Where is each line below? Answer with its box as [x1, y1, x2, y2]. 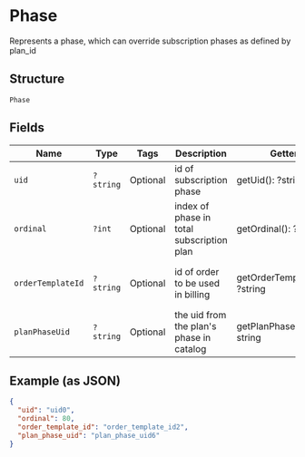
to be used [173, 277, 221, 289]
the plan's [173, 319, 217, 332]
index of [173, 199, 210, 212]
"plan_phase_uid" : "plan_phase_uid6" [17, 431, 161, 440]
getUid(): [236, 173, 275, 186]
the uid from [173, 308, 227, 321]
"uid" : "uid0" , [17, 405, 75, 415]
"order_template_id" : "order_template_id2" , [17, 423, 189, 432]
